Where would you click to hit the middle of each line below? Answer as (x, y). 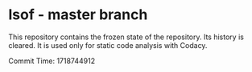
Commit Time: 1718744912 (52, 61)
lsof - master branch (78, 15)
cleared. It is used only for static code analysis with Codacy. (108, 45)
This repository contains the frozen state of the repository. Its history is (126, 37)
